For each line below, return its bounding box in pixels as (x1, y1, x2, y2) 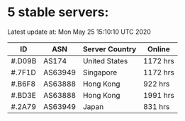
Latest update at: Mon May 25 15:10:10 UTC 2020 (7, 27, 151, 36)
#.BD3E (11, 90, 37, 100)
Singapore (82, 68, 118, 77)
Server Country (82, 44, 137, 53)
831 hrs (142, 101, 170, 111)
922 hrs (142, 79, 170, 89)
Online (147, 44, 170, 53)
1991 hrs (142, 90, 175, 100)
